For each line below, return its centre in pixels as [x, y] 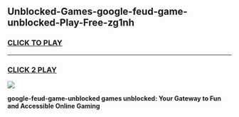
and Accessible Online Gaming [54, 106]
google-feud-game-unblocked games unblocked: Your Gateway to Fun [115, 98]
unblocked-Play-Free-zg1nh [71, 23]
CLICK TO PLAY [35, 43]
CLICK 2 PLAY [32, 69]
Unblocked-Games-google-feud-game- [97, 12]
